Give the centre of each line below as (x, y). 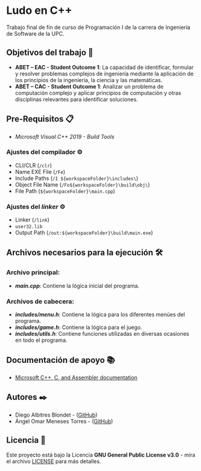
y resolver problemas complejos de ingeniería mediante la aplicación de (104, 74)
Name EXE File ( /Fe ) (40, 171)
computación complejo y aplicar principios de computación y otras (98, 93)
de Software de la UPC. (35, 33)
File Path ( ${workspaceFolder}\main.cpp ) (65, 191)
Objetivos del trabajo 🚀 (50, 53)
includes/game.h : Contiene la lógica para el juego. (78, 327)
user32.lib (29, 227)
